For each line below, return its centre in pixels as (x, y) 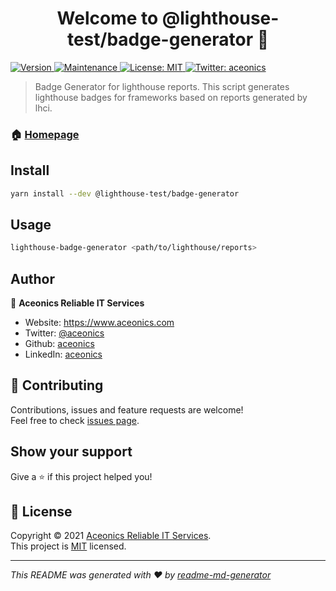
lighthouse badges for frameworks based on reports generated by (171, 97)
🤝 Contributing (57, 385)
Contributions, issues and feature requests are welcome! (127, 409)
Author (32, 278)
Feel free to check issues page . (75, 420)
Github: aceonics (59, 344)
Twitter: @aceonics (64, 333)
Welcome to (107, 18)
